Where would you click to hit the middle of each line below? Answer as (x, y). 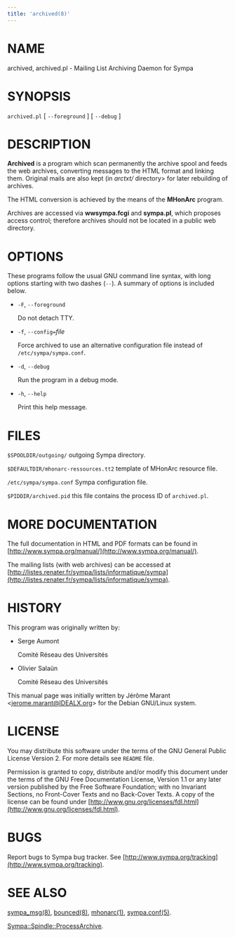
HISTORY (35, 608)
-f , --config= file (41, 332)
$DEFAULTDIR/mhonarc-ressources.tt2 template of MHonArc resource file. (112, 468)
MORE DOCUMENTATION (82, 524)
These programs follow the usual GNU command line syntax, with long (109, 276)
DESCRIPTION (49, 144)
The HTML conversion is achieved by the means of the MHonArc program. (116, 199)
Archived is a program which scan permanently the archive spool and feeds (117, 164)
